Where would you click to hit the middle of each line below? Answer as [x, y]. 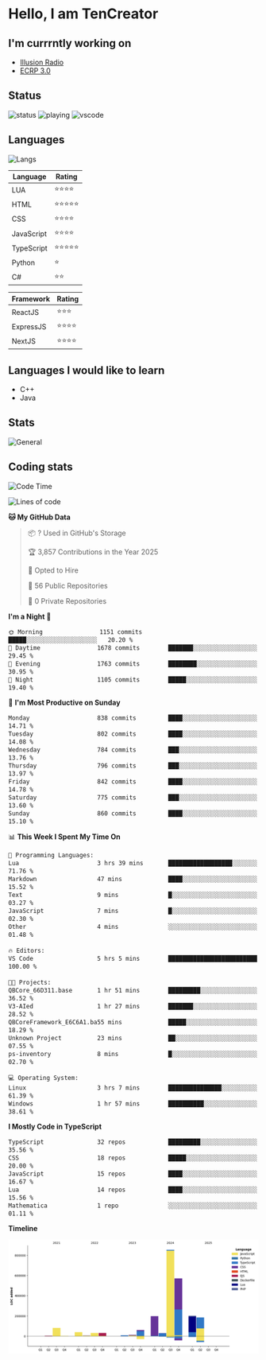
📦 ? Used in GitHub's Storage [77, 533]
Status [25, 96]
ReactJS [25, 312]
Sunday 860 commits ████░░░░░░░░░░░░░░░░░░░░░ [133, 813]
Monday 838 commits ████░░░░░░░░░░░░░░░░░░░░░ [133, 718]
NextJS [23, 341]
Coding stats [40, 467]
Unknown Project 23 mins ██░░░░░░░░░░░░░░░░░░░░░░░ [133, 1038]
